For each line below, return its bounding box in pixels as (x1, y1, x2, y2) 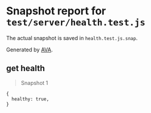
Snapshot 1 (20, 79, 48, 86)
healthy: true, (11, 96, 50, 102)
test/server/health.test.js (6, 17, 146, 28)
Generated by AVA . (6, 46, 53, 53)
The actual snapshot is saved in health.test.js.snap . (6, 34, 138, 41)
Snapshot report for (6, 4, 106, 18)
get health (6, 63, 45, 74)
